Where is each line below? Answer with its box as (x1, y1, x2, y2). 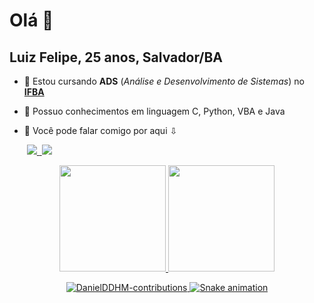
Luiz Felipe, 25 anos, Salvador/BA (9, 49, 224, 66)
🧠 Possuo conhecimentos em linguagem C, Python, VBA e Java (23, 105, 286, 117)
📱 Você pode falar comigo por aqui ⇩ (23, 125, 178, 136)
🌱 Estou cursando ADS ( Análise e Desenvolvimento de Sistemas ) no (23, 75, 305, 87)
